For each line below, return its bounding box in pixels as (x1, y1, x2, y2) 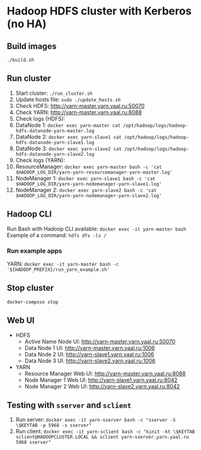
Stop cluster (7, 283, 54, 293)
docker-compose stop (7, 299, 59, 305)
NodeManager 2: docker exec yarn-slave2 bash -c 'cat (15, 186, 157, 194)
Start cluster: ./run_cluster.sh (15, 89, 93, 97)
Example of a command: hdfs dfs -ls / (7, 231, 107, 239)
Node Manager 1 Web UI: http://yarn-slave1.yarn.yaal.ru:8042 (24, 376, 177, 384)
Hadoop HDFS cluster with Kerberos (7, 4, 192, 18)
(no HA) (7, 17, 47, 31)
